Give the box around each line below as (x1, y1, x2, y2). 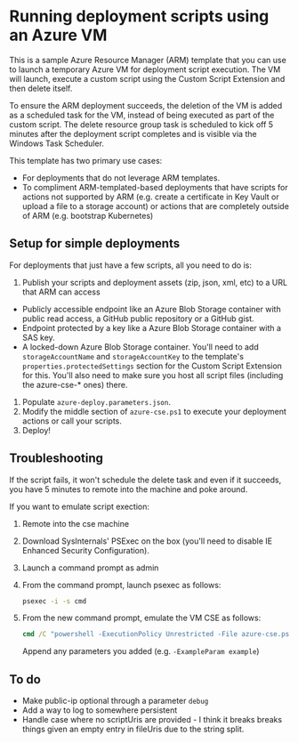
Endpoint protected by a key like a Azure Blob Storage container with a (21, 322, 282, 333)
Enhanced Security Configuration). (21, 545, 149, 555)
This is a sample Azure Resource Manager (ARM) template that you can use (9, 54, 286, 65)
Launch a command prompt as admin (21, 562, 159, 573)
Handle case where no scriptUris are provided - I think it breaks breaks (21, 715, 283, 725)
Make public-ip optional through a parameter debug (21, 696, 209, 707)
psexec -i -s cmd (21, 596, 87, 606)
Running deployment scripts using (9, 6, 270, 27)
